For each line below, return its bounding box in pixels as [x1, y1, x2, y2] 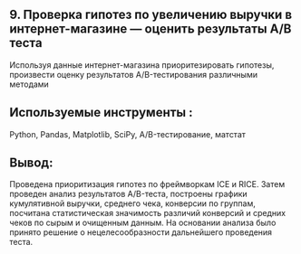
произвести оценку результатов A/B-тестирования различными [9, 69, 258, 80]
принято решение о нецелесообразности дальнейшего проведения [9, 227, 273, 238]
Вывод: [9, 155, 53, 171]
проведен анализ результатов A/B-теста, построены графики [9, 189, 248, 200]
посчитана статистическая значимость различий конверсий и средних [9, 208, 286, 219]
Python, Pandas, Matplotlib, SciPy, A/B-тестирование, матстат [9, 128, 247, 139]
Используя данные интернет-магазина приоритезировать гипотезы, [9, 59, 275, 71]
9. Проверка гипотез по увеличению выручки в [9, 7, 293, 23]
